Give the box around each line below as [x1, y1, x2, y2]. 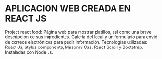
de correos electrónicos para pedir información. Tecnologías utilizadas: [5, 39, 147, 45]
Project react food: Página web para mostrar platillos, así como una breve [5, 29, 152, 35]
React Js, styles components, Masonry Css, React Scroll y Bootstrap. [5, 44, 144, 50]
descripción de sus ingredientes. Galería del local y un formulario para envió [5, 34, 158, 40]
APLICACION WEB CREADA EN [5, 3, 131, 14]
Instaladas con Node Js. [5, 49, 53, 55]
